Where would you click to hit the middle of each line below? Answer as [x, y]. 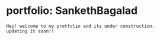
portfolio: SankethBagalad [72, 11]
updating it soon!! [30, 31]
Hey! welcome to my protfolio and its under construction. [81, 26]
